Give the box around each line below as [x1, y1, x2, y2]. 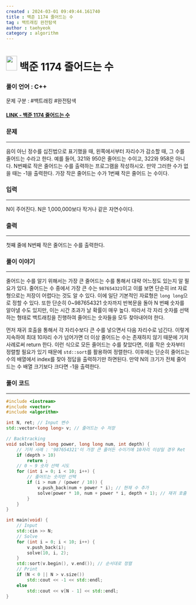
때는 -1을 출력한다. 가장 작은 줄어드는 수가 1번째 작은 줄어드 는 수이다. [12, 169, 169, 176]
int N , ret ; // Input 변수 [6, 420, 69, 426]
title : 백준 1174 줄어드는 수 [6, 14, 73, 20]
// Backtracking [6, 436, 45, 442]
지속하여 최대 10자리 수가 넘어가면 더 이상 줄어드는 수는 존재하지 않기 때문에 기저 [6, 334, 188, 341]
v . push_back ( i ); [27, 544, 66, 551]
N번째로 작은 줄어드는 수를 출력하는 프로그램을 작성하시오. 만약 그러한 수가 [13, 162, 183, 169]
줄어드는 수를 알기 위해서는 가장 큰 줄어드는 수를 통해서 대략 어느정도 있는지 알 [6, 278, 184, 285]
